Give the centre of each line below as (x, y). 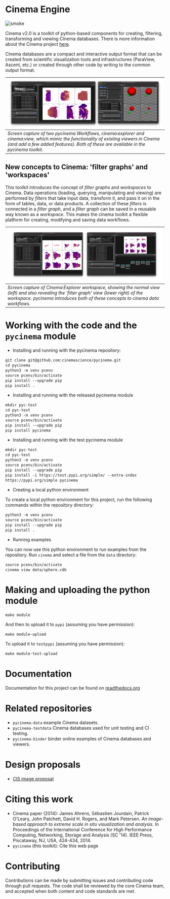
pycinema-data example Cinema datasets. (55, 722)
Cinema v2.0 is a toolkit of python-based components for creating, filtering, (84, 33)
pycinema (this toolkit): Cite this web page (55, 846)
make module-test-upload (31, 654)
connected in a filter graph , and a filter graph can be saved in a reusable (81, 209)
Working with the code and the (71, 325)
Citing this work (39, 799)
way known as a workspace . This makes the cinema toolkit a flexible (77, 214)
